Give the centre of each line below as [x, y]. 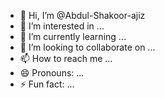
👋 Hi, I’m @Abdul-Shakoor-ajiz [82, 15]
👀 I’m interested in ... [62, 26]
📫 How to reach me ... [66, 58]
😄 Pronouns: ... [52, 73]
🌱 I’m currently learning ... [73, 36]
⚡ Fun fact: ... [47, 84]
